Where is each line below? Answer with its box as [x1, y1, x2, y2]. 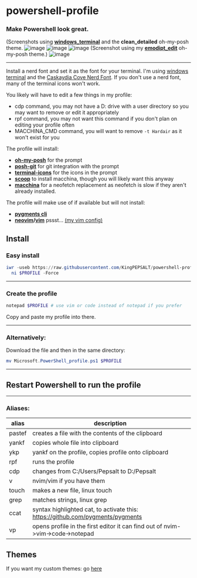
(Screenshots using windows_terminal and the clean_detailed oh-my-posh [6, 38, 189, 45]
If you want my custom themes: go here [6, 565, 103, 572]
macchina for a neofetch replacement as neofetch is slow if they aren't [14, 182, 186, 189]
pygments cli [14, 210, 47, 217]
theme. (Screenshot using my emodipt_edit [6, 45, 178, 52]
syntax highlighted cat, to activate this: [32, 505, 139, 514]
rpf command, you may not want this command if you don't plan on [14, 115, 178, 123]
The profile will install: [6, 145, 59, 152]
